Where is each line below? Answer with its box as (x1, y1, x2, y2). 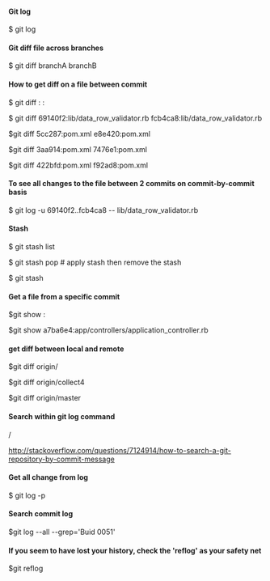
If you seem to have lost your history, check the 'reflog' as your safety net (8, 545, 262, 555)
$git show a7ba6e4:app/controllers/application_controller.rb (8, 325, 209, 335)
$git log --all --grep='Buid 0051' (8, 527, 116, 537)
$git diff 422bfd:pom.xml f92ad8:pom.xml (8, 160, 148, 170)
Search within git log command (8, 412, 116, 422)
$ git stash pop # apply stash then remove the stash (8, 257, 182, 267)
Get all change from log (8, 473, 89, 482)
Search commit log (8, 509, 74, 519)
